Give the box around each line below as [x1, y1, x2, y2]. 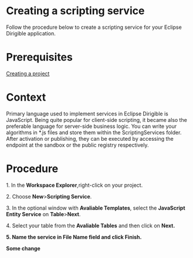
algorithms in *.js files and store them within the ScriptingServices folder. [6, 128, 182, 136]
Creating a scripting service [6, 4, 145, 18]
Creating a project [6, 70, 50, 77]
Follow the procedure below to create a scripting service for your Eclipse [6, 24, 182, 31]
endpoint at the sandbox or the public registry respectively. [6, 141, 149, 148]
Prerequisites [6, 51, 73, 64]
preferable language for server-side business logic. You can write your [6, 123, 177, 130]
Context [6, 91, 46, 104]
